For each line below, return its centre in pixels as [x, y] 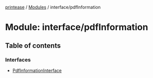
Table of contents [33, 45]
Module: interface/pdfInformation [77, 27]
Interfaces [18, 60]
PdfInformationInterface [37, 70]
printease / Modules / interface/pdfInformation [53, 7]
